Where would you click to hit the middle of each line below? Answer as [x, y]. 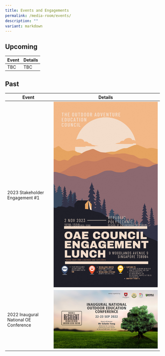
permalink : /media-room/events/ [38, 16]
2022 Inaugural [23, 314]
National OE [19, 320]
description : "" [22, 21]
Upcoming [21, 47]
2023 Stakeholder [26, 192]
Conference [19, 325]
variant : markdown [24, 26]
